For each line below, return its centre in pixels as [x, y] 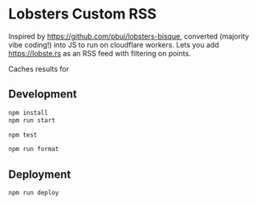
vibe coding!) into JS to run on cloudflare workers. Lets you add [114, 44]
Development [43, 94]
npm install [28, 113]
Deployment [40, 174]
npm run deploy [34, 193]
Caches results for [39, 68]
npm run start [32, 120]
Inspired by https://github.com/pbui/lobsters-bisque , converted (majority [129, 36]
